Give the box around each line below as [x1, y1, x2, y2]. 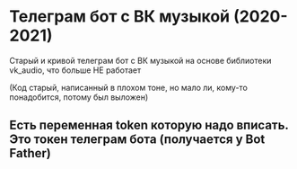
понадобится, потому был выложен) [9, 92, 149, 102]
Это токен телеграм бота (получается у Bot [9, 132, 266, 147]
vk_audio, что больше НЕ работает [9, 65, 142, 76]
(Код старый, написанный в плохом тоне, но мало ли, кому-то [9, 82, 249, 93]
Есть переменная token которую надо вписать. [9, 118, 289, 133]
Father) [9, 146, 51, 161]
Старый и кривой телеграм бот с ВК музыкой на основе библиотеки [9, 55, 272, 66]
